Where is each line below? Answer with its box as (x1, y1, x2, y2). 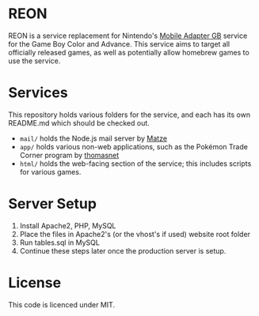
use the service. (8, 56, 61, 66)
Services (8, 84, 69, 102)
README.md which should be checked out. (8, 118, 150, 127)
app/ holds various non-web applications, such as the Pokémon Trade (19, 141, 248, 151)
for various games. (19, 167, 82, 176)
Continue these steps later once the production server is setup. (19, 246, 227, 255)
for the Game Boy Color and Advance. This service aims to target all (8, 39, 230, 48)
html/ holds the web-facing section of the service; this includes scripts (19, 159, 252, 168)
